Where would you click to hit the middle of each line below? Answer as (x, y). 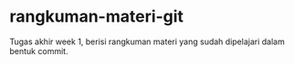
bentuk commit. (39, 50)
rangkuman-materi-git (97, 17)
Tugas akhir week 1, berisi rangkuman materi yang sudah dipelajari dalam (147, 41)
